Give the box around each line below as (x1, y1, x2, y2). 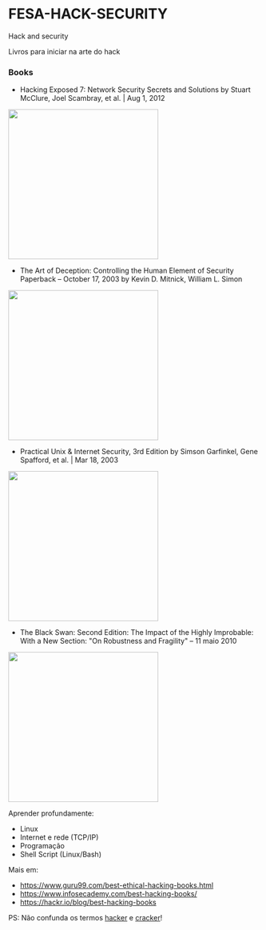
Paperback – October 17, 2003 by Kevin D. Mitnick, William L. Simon (19, 274, 243, 284)
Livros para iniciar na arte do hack (8, 46, 121, 56)
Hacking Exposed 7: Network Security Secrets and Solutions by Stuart (19, 85, 252, 94)
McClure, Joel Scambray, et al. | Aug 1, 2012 (19, 94, 165, 103)
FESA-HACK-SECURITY (8, 5, 169, 23)
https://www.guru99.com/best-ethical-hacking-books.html (19, 880, 214, 890)
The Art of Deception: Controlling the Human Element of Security (19, 265, 234, 276)
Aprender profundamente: (8, 808, 94, 818)
